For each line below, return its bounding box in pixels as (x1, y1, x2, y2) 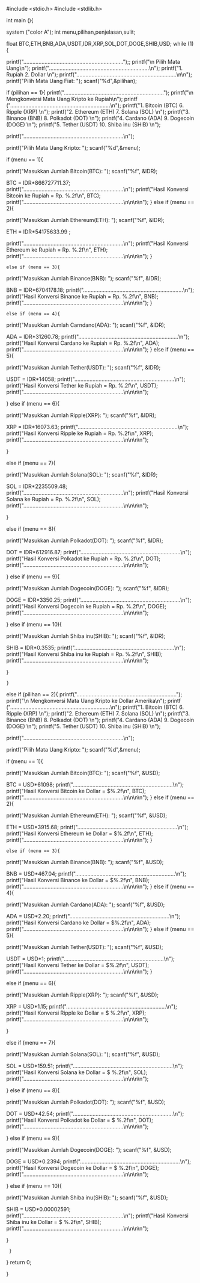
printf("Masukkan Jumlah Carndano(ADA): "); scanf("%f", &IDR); (6, 321, 166, 329)
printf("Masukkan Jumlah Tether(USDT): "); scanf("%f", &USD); (6, 944, 163, 950)
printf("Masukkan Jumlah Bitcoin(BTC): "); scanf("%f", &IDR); (6, 168, 158, 175)
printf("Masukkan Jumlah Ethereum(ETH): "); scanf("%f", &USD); (6, 812, 167, 819)
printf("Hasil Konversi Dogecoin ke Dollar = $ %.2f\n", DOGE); (6, 1164, 159, 1171)
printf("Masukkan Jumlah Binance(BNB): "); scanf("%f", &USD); (6, 859, 164, 865)
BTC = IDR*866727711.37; (6, 179, 71, 186)
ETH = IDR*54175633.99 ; (6, 228, 71, 235)
